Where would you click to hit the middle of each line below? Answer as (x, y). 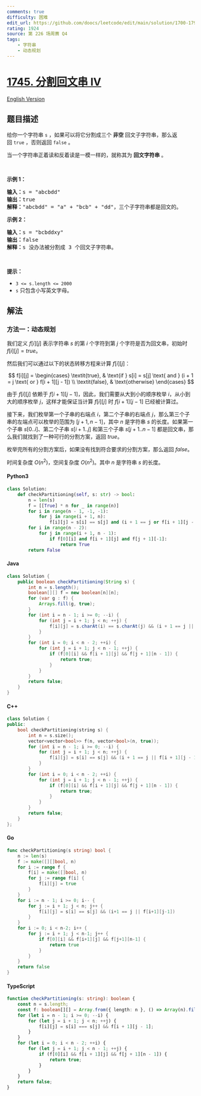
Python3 (18, 476)
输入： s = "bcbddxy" (35, 232)
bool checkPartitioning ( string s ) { (63, 730)
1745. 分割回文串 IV (54, 82)
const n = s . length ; (43, 1004)
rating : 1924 (23, 28)
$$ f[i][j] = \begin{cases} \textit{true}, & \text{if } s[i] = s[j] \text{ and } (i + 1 (101, 375)
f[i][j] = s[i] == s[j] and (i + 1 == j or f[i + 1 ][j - (122, 522)
